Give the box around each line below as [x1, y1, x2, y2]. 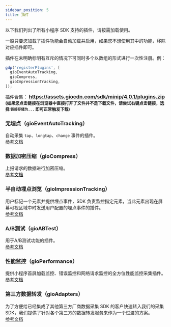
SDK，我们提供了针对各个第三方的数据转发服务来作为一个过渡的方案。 [5, 309, 153, 316]
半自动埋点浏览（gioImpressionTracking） [5, 185, 110, 193]
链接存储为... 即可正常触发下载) [10, 106, 70, 112]
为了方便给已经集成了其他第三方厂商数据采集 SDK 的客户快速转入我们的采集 [5, 303, 164, 309]
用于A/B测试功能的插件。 [5, 237, 58, 243]
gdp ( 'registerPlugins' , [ [5, 65, 60, 70]
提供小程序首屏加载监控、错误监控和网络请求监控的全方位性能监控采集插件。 [5, 270, 166, 277]
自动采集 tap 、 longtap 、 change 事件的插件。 [5, 132, 98, 139]
